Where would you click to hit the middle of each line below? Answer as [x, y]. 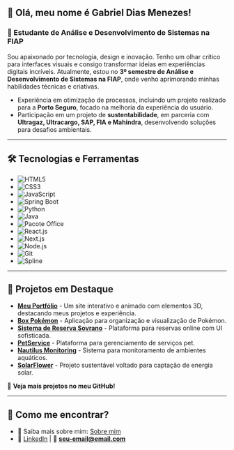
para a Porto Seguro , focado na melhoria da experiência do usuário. [115, 107]
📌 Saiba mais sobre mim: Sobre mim [69, 432]
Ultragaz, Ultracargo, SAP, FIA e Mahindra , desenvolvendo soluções [117, 122]
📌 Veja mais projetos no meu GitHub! [61, 386]
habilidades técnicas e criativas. [53, 86]
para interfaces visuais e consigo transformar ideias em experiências [106, 64]
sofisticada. [34, 336]
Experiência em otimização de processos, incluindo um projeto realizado [122, 100]
